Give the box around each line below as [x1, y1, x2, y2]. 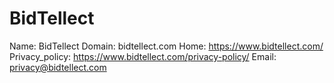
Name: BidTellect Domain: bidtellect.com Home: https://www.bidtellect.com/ [9, 40, 324, 52]
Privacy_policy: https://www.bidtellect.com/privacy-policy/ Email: [9, 50, 277, 62]
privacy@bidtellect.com [9, 61, 107, 73]
